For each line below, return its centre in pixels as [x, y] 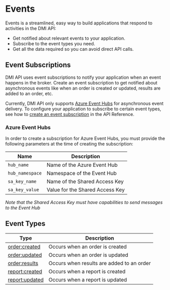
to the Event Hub [23, 208]
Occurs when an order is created [88, 246]
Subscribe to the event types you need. [54, 43]
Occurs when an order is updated [88, 255]
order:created [24, 246]
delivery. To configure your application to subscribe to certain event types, [83, 109]
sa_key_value [24, 190]
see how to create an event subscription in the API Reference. [70, 114]
